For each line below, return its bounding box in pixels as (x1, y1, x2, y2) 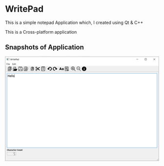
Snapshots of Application (5, 43, 84, 52)
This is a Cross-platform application (5, 29, 77, 35)
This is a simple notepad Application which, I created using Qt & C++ (5, 20, 143, 25)
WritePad (5, 3, 44, 15)
